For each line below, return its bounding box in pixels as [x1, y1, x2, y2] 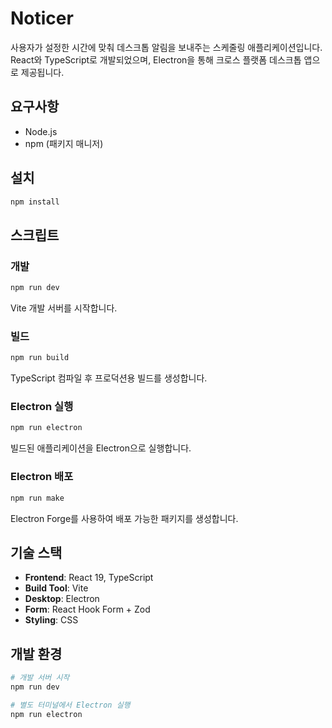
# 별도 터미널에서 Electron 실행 [10, 700, 131, 710]
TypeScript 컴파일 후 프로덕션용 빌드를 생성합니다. [10, 372, 208, 384]
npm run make [10, 493, 65, 503]
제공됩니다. [20, 66, 65, 78]
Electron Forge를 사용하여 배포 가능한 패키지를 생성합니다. [10, 512, 239, 524]
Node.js [24, 125, 58, 137]
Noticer [10, 7, 74, 30]
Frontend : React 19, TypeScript [24, 572, 154, 584]
